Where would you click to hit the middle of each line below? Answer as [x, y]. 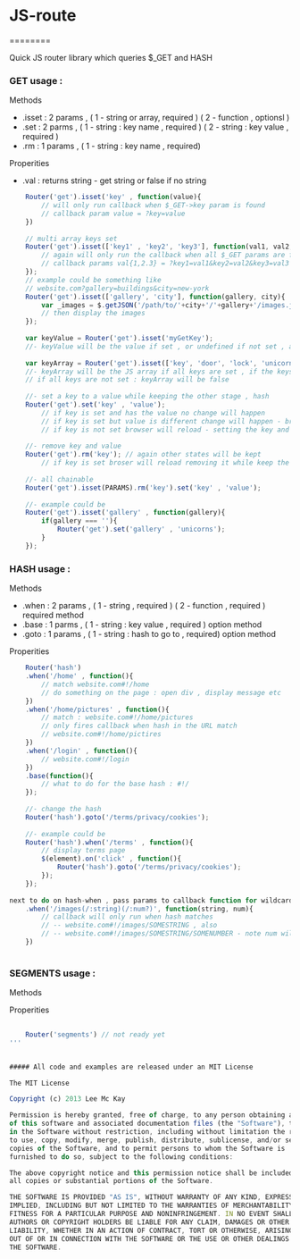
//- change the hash [63, 810]
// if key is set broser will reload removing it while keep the [166, 463]
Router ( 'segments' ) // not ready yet [96, 1034]
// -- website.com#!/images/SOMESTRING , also [129, 926]
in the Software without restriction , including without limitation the [147, 1132]
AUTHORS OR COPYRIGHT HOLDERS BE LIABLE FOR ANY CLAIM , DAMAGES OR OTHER [150, 1222]
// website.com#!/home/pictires [102, 734]
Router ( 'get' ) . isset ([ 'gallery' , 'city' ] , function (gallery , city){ [155, 297]
